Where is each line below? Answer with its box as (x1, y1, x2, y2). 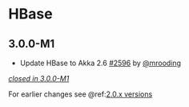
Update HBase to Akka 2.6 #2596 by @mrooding (19, 58, 182, 68)
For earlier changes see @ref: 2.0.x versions (8, 89, 153, 99)
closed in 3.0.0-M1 (8, 74, 70, 83)
